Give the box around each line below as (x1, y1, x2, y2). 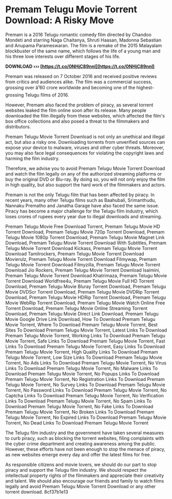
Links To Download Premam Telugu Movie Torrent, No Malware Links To (5, 365, 158, 371)
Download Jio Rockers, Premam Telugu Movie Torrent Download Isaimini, (5, 267, 161, 273)
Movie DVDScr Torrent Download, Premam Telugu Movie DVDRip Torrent (5, 289, 160, 295)
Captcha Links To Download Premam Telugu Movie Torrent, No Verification (5, 392, 164, 398)
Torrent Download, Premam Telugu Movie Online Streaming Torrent (5, 305, 148, 311)
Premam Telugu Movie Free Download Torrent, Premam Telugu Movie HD (5, 223, 161, 229)
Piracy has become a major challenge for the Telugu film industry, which (5, 208, 158, 214)
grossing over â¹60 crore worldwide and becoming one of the (5, 84, 136, 90)
